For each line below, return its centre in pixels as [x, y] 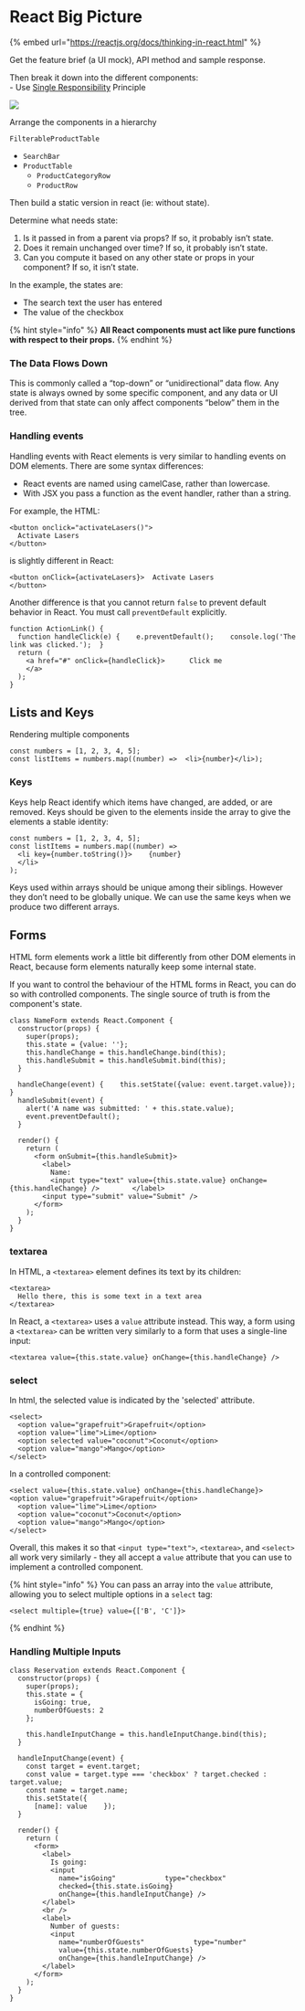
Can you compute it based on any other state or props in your [138, 257]
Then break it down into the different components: [104, 77]
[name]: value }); [75, 1806]
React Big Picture [76, 17]
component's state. [46, 1004]
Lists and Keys [52, 712]
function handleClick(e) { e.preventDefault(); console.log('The [157, 637]
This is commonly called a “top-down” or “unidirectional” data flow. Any [144, 383]
